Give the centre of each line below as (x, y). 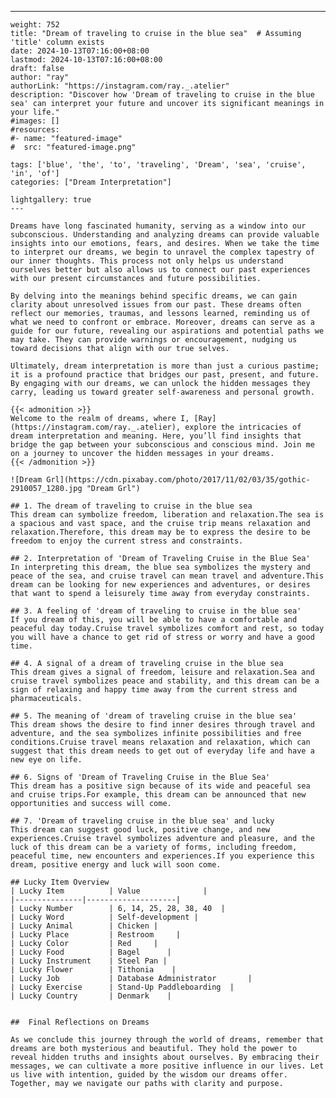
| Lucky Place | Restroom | (96, 935)
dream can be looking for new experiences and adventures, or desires (160, 585)
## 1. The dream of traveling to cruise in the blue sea (131, 506)
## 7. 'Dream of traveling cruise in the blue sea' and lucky (142, 821)
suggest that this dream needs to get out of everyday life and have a (162, 751)
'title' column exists (57, 42)
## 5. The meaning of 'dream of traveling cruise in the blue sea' (154, 716)
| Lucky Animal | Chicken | (84, 926)
